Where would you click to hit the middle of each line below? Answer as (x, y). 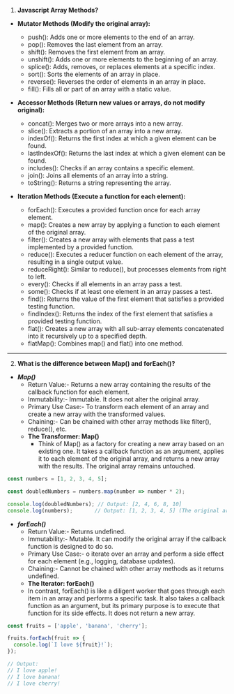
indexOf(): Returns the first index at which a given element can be (122, 138)
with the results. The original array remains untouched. (117, 466)
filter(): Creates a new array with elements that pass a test (111, 239)
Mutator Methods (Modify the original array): (84, 23)
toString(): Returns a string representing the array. (100, 183)
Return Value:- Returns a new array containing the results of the (119, 384)
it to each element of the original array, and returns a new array (129, 459)
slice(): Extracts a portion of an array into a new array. (105, 131)
